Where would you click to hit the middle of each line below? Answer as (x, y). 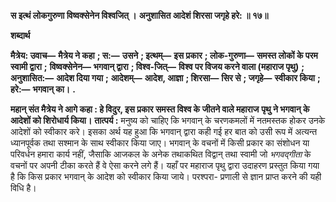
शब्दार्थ (20, 35)
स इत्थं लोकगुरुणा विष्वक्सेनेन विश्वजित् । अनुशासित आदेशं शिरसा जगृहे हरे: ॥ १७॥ (139, 15)
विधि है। (23, 188)
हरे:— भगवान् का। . (43, 89)
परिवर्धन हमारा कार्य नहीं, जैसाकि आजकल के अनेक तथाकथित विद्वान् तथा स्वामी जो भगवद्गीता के (161, 154)
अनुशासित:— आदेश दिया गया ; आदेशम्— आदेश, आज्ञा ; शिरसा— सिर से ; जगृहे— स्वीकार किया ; (165, 78)
